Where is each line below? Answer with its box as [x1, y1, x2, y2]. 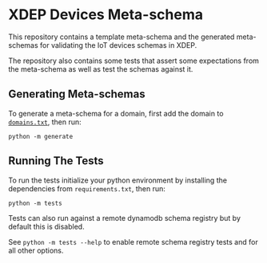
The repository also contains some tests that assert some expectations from [8, 56, 260, 65]
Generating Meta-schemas [8, 88, 145, 101]
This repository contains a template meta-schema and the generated [8, 32, 235, 41]
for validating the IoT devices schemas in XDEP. [39, 40, 197, 49]
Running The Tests [8, 154, 104, 168]
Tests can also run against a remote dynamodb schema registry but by [8, 213, 241, 222]
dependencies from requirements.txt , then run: [8, 183, 166, 193]
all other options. [8, 245, 64, 255]
